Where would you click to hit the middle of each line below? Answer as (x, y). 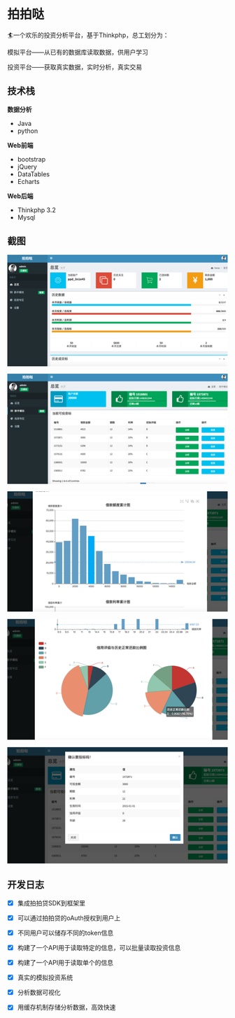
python (28, 131)
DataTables (34, 174)
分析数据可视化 (39, 992)
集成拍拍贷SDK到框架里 (51, 903)
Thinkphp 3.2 (36, 210)
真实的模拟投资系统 (45, 977)
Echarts (28, 181)
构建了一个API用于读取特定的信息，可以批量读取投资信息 (99, 948)
